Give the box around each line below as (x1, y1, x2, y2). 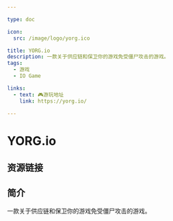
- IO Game (13, 73, 41, 79)
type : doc (7, 16, 36, 23)
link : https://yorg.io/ (19, 97, 88, 105)
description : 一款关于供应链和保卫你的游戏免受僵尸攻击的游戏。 (7, 53, 170, 60)
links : (7, 85, 26, 92)
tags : (7, 60, 23, 67)
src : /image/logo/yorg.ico (13, 35, 90, 42)
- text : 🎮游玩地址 (13, 91, 64, 98)
